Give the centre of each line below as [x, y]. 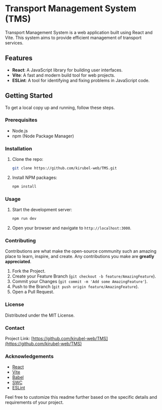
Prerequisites [21, 120]
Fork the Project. [29, 271]
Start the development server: [42, 210]
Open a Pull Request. [33, 292]
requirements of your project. [35, 402]
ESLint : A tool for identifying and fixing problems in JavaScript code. [81, 80]
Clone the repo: [28, 159]
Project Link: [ [19, 338]
